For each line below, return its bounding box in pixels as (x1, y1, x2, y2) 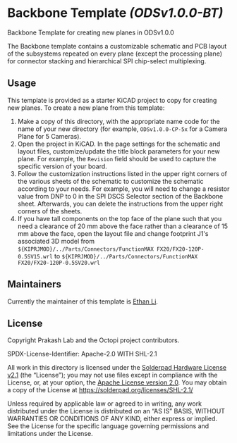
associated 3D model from (17, 237, 95, 245)
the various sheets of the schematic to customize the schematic (17, 177, 204, 185)
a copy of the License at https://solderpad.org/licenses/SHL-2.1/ (7, 386, 193, 394)
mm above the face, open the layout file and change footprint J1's (17, 229, 209, 237)
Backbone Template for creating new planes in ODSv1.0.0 (7, 28, 174, 37)
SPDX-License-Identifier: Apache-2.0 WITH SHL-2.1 (7, 350, 157, 358)
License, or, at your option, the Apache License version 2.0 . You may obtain (7, 378, 227, 387)
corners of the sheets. (17, 206, 83, 216)
